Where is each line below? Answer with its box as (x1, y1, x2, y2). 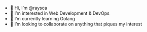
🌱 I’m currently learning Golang (10, 16, 75, 21)
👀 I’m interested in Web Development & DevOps (10, 10, 110, 16)
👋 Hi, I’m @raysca (10, 5, 47, 11)
